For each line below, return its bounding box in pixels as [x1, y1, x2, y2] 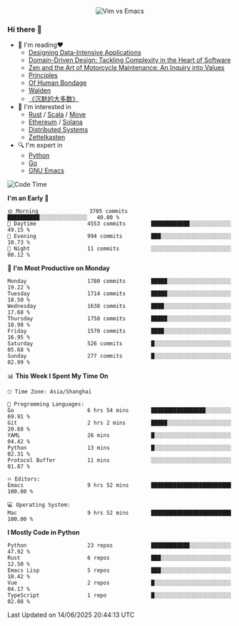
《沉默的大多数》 [28, 95, 79, 103]
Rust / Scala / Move [28, 111, 86, 119]
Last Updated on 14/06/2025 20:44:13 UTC [7, 610, 135, 620]
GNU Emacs [28, 166, 64, 175]
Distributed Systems [28, 125, 88, 134]
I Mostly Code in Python [7, 528, 80, 537]
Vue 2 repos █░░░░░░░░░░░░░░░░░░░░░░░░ [7, 580, 232, 587]
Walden [28, 86, 51, 95]
